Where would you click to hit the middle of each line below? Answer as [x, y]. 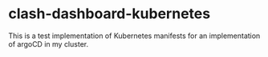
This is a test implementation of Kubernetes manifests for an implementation [134, 36]
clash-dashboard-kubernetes [110, 14]
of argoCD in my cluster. [49, 44]
